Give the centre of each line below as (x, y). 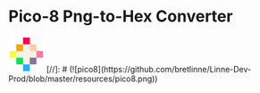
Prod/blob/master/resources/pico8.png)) (83, 79)
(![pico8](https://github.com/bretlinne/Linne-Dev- (160, 69)
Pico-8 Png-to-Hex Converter (121, 17)
